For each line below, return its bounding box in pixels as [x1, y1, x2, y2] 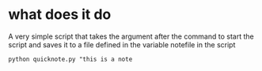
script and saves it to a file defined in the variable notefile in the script [8, 39, 236, 49]
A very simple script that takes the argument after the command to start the [8, 32, 255, 41]
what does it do [8, 6, 112, 24]
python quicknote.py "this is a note [8, 55, 133, 63]
